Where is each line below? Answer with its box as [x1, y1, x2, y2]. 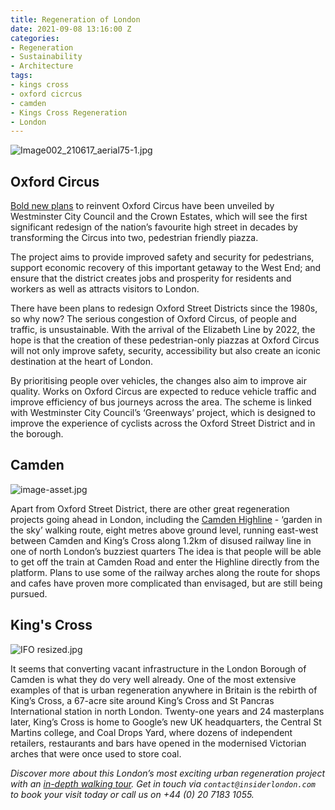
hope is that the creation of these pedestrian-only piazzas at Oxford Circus [10, 334, 320, 346]
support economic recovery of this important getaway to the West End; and [10, 262, 322, 274]
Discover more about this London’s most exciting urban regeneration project [10, 767, 326, 779]
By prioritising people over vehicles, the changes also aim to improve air [10, 375, 307, 387]
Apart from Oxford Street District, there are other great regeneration [10, 502, 290, 515]
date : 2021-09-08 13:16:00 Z [10, 24, 132, 34]
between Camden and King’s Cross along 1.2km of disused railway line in [10, 534, 312, 546]
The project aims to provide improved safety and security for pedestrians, [10, 251, 315, 263]
